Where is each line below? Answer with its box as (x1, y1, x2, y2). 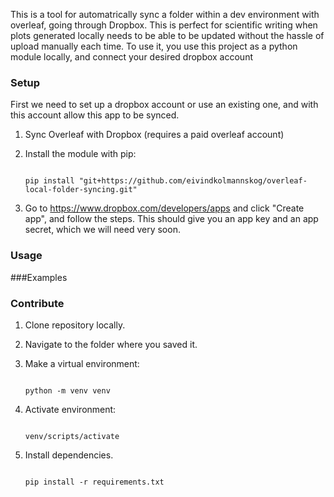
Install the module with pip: (24, 148, 137, 160)
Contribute (10, 296, 65, 310)
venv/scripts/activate (24, 431, 120, 441)
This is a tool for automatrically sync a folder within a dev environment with (10, 9, 320, 20)
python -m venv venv (24, 385, 111, 396)
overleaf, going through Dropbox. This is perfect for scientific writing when (10, 19, 318, 31)
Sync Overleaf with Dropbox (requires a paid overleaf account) (24, 129, 285, 141)
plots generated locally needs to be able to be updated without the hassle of (10, 30, 325, 41)
